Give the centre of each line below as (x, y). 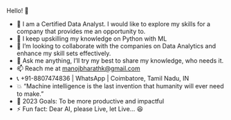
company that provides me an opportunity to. (81, 31)
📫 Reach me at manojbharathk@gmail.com (78, 68)
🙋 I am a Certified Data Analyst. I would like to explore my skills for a (113, 24)
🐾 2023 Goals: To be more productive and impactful (90, 101)
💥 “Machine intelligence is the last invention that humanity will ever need (120, 86)
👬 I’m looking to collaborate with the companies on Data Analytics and (116, 46)
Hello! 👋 (18, 11)
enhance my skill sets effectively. (64, 53)
